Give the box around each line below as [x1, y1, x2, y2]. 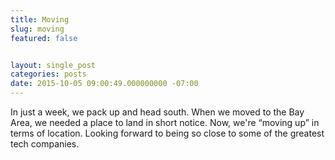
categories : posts [10, 69, 87, 80]
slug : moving [10, 24, 65, 34]
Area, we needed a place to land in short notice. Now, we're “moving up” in [10, 117, 320, 128]
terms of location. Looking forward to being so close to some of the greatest [10, 127, 325, 139]
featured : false [10, 33, 78, 43]
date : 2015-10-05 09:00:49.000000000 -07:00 [10, 79, 199, 89]
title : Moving [10, 14, 70, 25]
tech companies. [10, 138, 80, 150]
